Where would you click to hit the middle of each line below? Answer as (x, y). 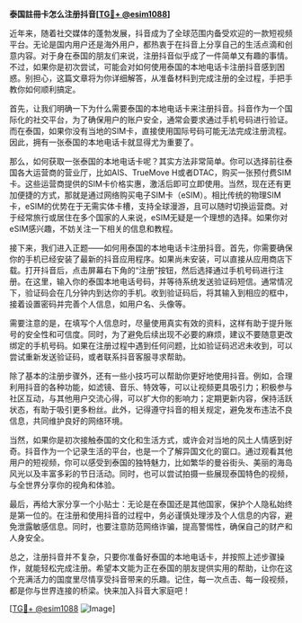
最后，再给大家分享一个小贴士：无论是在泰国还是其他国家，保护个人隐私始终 (151, 504)
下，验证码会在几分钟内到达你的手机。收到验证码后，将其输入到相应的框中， (151, 293)
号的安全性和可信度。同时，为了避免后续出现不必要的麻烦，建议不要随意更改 (151, 334)
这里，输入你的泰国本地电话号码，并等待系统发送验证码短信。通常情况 (163, 281)
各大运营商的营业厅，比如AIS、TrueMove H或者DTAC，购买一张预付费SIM (154, 173)
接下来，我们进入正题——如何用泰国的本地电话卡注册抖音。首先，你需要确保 (151, 248)
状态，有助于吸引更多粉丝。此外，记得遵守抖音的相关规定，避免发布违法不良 (151, 409)
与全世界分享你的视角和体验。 (64, 485)
